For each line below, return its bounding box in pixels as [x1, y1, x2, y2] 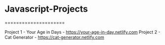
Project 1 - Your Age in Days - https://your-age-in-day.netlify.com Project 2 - [4, 29, 161, 35]
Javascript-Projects [4, 3, 88, 15]
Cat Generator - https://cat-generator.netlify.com [4, 34, 104, 40]
